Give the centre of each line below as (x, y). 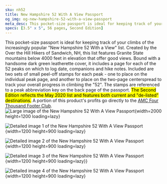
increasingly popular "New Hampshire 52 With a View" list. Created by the (81, 48)
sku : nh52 (15, 10)
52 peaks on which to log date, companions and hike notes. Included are (80, 69)
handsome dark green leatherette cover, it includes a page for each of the (81, 64)
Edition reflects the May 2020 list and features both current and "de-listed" (82, 95)
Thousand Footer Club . (29, 106)
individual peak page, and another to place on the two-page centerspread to (83, 80)
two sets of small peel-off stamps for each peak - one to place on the (76, 74)
